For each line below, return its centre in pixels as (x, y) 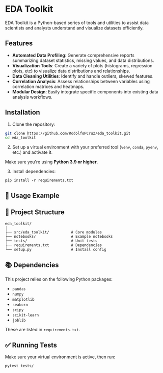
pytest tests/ (20, 366)
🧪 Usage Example (32, 195)
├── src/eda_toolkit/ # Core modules (54, 232)
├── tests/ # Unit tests (51, 241)
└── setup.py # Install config (56, 249)
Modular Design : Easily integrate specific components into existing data (85, 91)
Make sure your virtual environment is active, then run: (60, 357)
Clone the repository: (34, 124)
